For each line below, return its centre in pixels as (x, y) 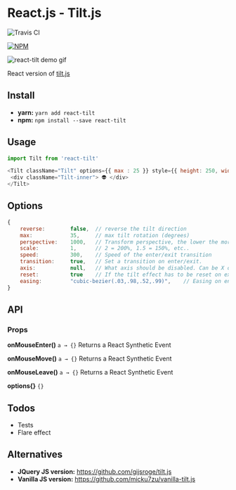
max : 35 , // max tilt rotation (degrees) (105, 235)
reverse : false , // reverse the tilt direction (104, 229)
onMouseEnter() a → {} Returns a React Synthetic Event (89, 345)
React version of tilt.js (39, 73)
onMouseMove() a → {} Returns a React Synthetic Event (90, 359)
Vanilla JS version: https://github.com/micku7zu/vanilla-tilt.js (106, 479)
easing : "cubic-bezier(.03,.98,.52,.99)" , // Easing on (120, 281)
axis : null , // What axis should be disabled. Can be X (122, 268)
